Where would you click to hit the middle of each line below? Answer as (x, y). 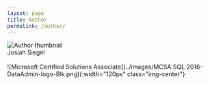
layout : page (26, 13)
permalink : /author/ (37, 26)
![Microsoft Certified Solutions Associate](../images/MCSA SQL (96, 67)
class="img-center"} (156, 74)
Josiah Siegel (26, 52)
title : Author (27, 20)
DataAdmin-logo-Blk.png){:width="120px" (66, 74)
